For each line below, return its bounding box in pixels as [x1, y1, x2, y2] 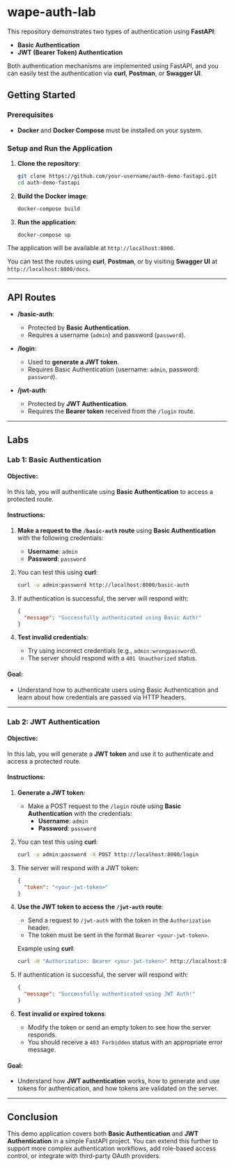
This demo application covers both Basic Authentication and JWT [7, 1129, 198, 1138]
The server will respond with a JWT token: [17, 863, 139, 872]
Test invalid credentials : [17, 633, 88, 642]
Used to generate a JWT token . [27, 358, 120, 366]
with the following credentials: [17, 534, 104, 542]
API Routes [7, 291, 56, 303]
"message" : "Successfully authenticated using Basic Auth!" [24, 614, 202, 621]
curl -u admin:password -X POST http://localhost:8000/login [17, 851, 199, 858]
